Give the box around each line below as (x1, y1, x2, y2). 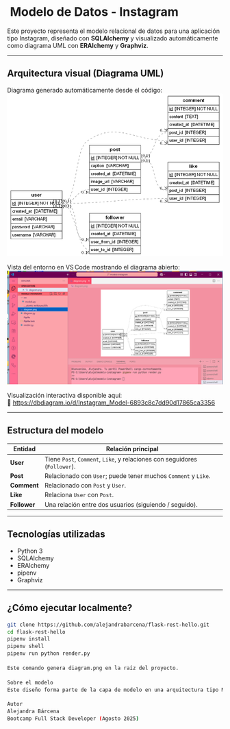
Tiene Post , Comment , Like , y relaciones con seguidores (44, 455, 197, 463)
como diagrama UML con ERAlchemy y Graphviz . (7, 41, 149, 49)
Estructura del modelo (7, 425, 104, 436)
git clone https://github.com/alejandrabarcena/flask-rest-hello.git (7, 621, 210, 628)
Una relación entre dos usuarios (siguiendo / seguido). (44, 500, 198, 508)
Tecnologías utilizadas (7, 529, 105, 540)
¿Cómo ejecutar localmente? (7, 602, 133, 614)
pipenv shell (7, 643, 44, 650)
